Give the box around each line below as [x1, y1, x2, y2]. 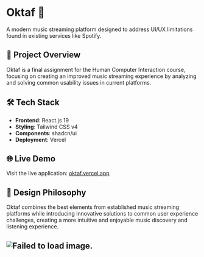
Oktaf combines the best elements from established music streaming [6, 203, 180, 211]
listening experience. [6, 223, 59, 230]
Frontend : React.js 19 [15, 116, 69, 124]
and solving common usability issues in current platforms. [6, 79, 152, 86]
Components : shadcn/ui [15, 129, 77, 136]
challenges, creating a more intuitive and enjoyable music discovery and [6, 216, 188, 224]
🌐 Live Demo [6, 153, 56, 164]
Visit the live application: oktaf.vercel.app [6, 170, 110, 177]
